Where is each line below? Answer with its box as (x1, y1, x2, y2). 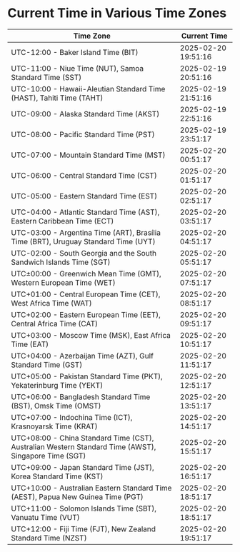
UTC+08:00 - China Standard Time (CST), (11, 433, 154, 443)
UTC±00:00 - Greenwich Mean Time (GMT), (11, 269, 162, 278)
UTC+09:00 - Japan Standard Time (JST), (11, 462, 155, 472)
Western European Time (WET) (11, 277, 116, 287)
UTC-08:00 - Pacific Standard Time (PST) (11, 129, 155, 139)
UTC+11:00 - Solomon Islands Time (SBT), (11, 503, 157, 513)
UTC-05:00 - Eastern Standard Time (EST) (11, 191, 158, 201)
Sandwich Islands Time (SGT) (11, 257, 111, 267)
